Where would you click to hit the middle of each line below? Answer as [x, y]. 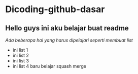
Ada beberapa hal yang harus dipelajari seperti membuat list [69, 40]
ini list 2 [21, 55]
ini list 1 [20, 50]
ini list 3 [21, 61]
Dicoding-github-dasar [55, 9]
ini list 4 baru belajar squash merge [49, 66]
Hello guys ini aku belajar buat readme [67, 28]
